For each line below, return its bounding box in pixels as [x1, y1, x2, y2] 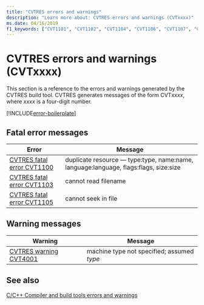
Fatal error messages [6, 127, 89, 137]
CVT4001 [9, 255, 38, 263]
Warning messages [6, 219, 81, 229]
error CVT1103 [9, 180, 53, 189]
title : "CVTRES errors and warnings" [6, 9, 102, 15]
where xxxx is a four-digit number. [6, 98, 92, 105]
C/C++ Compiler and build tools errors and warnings [6, 291, 138, 298]
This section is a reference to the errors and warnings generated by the [6, 85, 185, 92]
